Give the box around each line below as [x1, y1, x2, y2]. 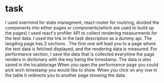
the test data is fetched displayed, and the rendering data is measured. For [5, 46, 158, 52]
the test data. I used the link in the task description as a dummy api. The [5, 35, 152, 41]
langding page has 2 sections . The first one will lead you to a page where [5, 40, 156, 46]
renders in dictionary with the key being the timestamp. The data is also [5, 56, 151, 62]
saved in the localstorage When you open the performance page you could [5, 62, 159, 68]
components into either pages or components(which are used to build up [5, 24, 155, 30]
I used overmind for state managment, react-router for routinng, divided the [5, 19, 160, 25]
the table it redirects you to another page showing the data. [5, 72, 126, 78]
